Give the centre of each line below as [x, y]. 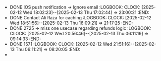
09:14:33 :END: [25, 39]
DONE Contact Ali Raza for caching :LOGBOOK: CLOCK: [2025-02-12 [80, 18]
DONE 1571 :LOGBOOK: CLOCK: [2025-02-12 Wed [61, 44]
